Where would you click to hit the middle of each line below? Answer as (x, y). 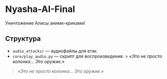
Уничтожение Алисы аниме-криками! (45, 23)
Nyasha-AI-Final (40, 9)
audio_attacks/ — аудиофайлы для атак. (55, 50)
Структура (23, 39)
